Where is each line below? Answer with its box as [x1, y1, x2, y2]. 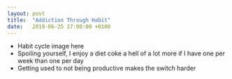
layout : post [7, 10, 45, 17]
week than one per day [17, 57, 84, 65]
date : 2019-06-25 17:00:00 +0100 [7, 23, 111, 30]
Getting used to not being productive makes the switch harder [17, 64, 196, 73]
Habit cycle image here [17, 42, 85, 51]
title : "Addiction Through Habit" [7, 17, 111, 24]
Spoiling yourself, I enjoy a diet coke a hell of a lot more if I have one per [17, 49, 226, 58]
